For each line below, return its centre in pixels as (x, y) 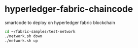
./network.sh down (23, 36)
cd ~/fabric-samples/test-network (40, 31)
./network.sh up (21, 41)
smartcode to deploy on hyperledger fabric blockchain (60, 23)
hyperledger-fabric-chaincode (69, 9)
